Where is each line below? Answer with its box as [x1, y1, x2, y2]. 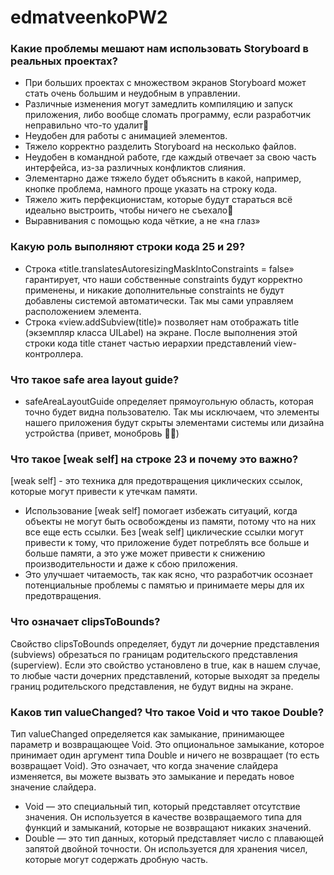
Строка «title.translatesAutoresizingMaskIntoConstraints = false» [24, 262, 295, 275]
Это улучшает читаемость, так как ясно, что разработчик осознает [24, 569, 313, 581]
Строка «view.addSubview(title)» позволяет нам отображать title [24, 316, 300, 328]
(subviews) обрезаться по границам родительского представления [10, 648, 298, 660]
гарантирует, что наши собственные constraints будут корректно [24, 273, 303, 285]
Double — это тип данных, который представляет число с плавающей [24, 832, 325, 844]
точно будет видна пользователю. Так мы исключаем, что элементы [24, 406, 320, 418]
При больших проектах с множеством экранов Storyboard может [24, 77, 307, 89]
